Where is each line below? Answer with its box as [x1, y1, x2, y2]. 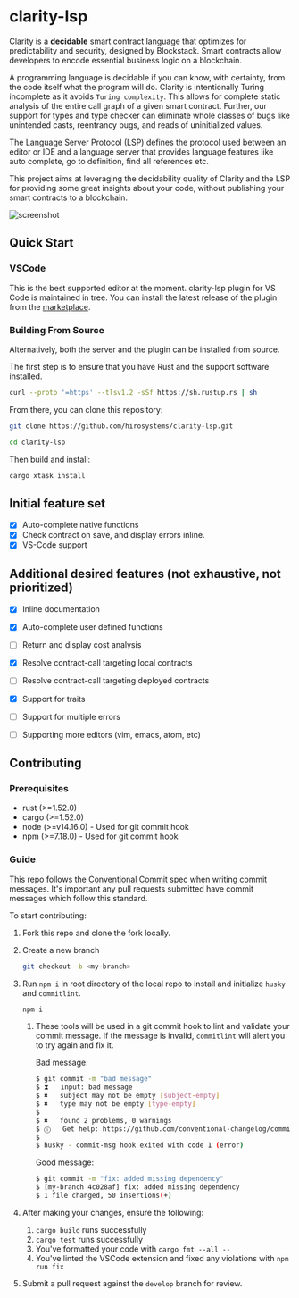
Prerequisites [9, 783, 69, 795]
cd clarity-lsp [9, 438, 66, 447]
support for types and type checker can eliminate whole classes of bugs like [9, 110, 290, 121]
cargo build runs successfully [35, 1224, 147, 1235]
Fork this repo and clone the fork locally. [21, 927, 171, 938]
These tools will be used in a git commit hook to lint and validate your [35, 1021, 290, 1032]
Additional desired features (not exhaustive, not [9, 565, 281, 582]
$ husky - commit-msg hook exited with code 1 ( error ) [35, 1141, 244, 1150]
